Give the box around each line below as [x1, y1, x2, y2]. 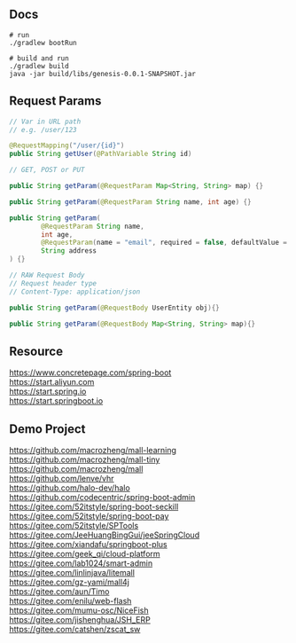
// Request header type [9, 278, 97, 287]
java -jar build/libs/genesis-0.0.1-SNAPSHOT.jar [9, 69, 197, 78]
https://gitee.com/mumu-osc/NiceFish [9, 605, 149, 616]
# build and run [9, 53, 69, 63]
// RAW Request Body [9, 271, 86, 279]
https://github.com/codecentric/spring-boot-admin [9, 492, 196, 502]
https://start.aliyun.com [9, 377, 95, 388]
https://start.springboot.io [9, 396, 104, 406]
